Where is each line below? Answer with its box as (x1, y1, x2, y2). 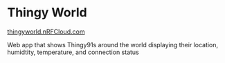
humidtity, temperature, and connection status (7, 48, 140, 56)
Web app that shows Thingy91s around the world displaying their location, (7, 40, 219, 49)
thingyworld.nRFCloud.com (7, 27, 85, 36)
